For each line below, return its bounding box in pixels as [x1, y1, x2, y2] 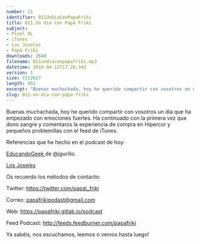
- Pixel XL [6, 31, 33, 37]
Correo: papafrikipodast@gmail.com [6, 196, 95, 203]
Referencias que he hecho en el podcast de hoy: [6, 138, 125, 146]
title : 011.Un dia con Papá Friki [6, 20, 92, 26]
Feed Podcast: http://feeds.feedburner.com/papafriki [6, 219, 136, 226]
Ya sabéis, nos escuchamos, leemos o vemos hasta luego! [6, 230, 149, 238]
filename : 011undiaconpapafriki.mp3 [6, 58, 97, 64]
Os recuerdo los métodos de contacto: [6, 173, 101, 180]
